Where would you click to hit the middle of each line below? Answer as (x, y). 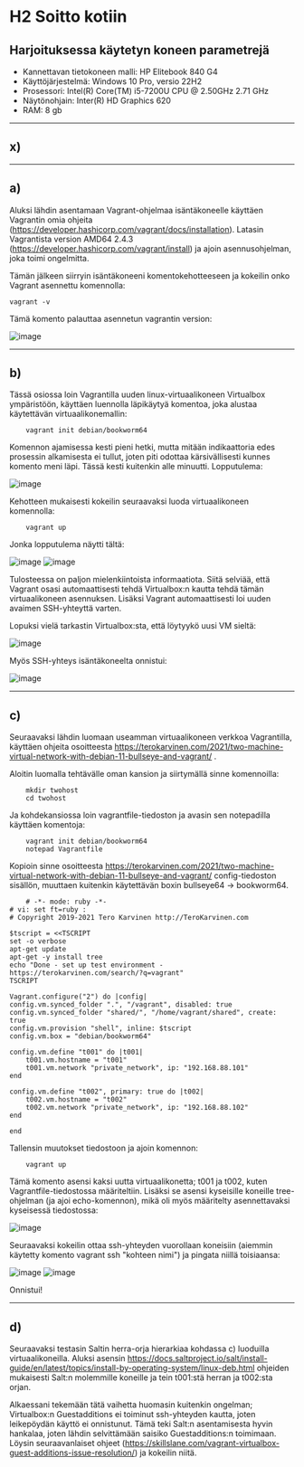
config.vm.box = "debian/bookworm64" (81, 1036)
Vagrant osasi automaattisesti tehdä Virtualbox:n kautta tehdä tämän (137, 589)
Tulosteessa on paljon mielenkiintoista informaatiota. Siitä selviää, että (140, 580)
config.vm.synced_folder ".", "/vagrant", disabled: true (121, 1005)
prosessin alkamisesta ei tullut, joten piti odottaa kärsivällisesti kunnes (140, 457)
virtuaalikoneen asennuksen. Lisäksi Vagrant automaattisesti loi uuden (140, 599)
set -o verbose (38, 942)
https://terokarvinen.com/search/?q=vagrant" (96, 973)
